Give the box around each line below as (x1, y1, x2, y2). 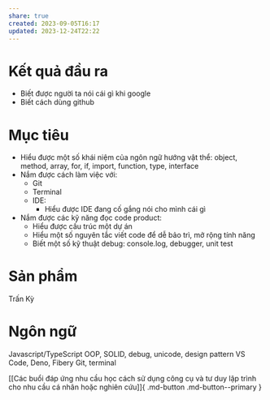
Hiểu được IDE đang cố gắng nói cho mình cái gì (44, 204, 206, 214)
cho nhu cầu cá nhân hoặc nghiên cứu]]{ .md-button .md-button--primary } (8, 382, 262, 392)
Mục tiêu (8, 126, 69, 144)
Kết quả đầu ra (8, 62, 108, 80)
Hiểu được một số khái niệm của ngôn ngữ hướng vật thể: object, (20, 153, 238, 162)
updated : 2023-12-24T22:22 (8, 27, 100, 35)
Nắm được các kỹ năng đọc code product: (20, 213, 163, 223)
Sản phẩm (8, 267, 78, 286)
